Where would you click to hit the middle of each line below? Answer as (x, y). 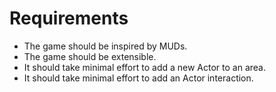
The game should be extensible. (90, 56)
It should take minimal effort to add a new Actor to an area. (144, 67)
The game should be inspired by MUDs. (105, 46)
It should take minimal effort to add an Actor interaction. (138, 78)
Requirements (69, 18)
